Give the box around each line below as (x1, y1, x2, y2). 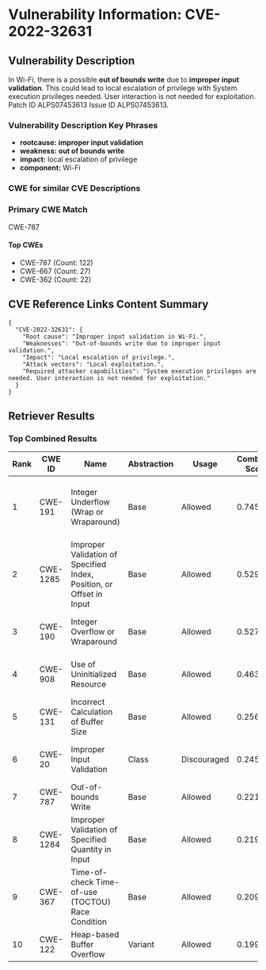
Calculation (70, 706, 113, 717)
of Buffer (70, 717, 104, 728)
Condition (70, 916, 107, 927)
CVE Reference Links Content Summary (8, 298, 209, 311)
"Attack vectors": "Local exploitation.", (22, 360, 165, 368)
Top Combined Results (8, 433, 97, 444)
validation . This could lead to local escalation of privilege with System (8, 83, 237, 93)
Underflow (70, 496, 111, 508)
